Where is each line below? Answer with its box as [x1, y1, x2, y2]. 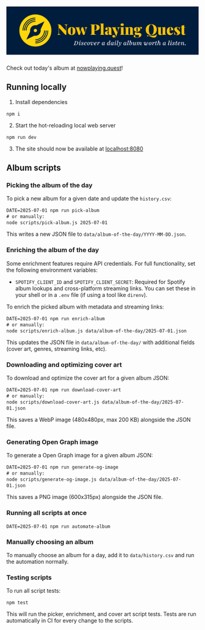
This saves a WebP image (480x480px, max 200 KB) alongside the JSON [6, 416, 191, 424]
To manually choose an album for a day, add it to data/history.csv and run [6, 551, 195, 558]
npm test [6, 600, 29, 606]
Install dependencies [15, 98, 68, 105]
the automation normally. [6, 558, 69, 565]
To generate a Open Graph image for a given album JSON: [6, 452, 153, 459]
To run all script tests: [6, 587, 61, 594]
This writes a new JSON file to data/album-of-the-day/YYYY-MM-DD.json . [6, 230, 187, 238]
